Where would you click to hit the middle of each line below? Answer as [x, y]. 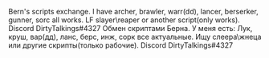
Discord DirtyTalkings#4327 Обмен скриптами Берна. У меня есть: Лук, [130, 28]
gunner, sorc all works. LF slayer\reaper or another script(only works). [124, 20]
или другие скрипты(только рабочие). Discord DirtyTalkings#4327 [121, 45]
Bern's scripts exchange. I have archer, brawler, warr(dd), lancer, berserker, [133, 12]
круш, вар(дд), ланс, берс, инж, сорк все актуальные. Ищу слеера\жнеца [135, 37]
